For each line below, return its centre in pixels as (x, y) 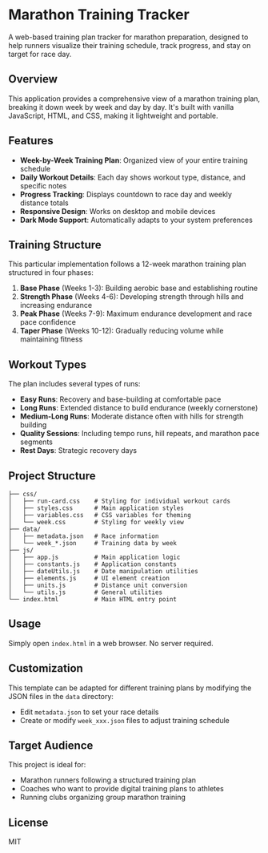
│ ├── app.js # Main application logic (94, 557)
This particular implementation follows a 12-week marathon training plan (127, 264)
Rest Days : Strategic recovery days (78, 451)
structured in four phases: (51, 273)
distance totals (44, 203)
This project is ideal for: (47, 765)
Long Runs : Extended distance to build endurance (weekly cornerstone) (139, 408)
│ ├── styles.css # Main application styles (96, 508)
